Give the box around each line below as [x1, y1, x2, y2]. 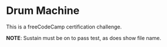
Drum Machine [6, 4, 80, 17]
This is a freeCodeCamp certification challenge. [6, 23, 122, 30]
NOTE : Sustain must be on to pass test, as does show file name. [6, 34, 162, 41]
